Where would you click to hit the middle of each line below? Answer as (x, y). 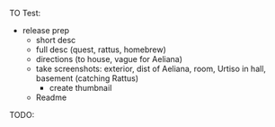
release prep (46, 30)
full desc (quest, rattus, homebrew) (101, 50)
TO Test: (25, 13)
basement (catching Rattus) (87, 78)
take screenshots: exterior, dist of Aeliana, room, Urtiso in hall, (151, 68)
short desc (56, 40)
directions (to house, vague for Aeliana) (109, 59)
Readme (51, 97)
